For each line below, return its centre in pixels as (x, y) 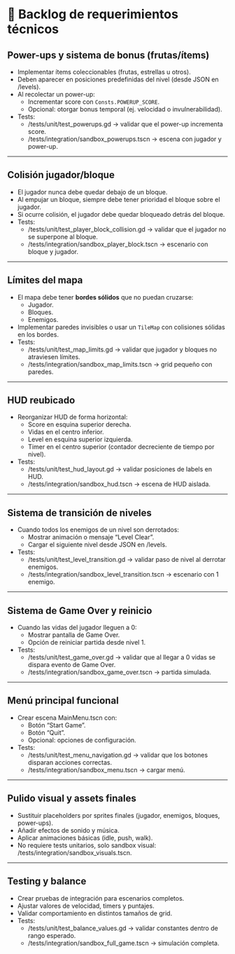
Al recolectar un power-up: (56, 94)
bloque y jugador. (53, 251)
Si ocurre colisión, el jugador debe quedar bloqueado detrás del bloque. (121, 214)
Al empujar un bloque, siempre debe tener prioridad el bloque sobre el (119, 199)
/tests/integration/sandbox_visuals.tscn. (74, 852)
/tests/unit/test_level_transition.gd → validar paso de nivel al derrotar (127, 560)
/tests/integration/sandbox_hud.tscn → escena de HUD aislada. (119, 484)
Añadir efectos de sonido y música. (69, 830)
